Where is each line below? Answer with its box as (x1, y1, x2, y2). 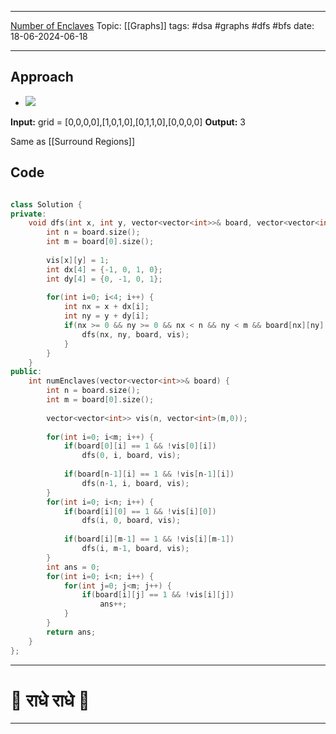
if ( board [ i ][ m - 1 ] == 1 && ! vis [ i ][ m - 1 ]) (63, 534, 235, 545)
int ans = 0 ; (46, 562, 101, 572)
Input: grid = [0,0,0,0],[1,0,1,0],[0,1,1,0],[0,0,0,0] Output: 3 (10, 116, 246, 128)
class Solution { (10, 199, 83, 210)
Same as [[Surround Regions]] (10, 135, 136, 147)
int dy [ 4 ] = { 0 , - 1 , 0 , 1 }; (46, 274, 163, 284)
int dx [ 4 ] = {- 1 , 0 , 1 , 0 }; (46, 264, 163, 275)
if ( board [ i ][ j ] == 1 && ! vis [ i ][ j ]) (81, 590, 235, 600)
